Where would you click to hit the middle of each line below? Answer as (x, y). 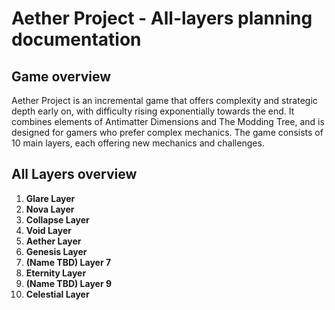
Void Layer (48, 230)
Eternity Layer (56, 273)
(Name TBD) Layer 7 (68, 262)
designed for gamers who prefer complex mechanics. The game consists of (167, 132)
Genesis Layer (56, 251)
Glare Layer (50, 198)
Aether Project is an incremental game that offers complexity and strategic (164, 100)
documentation (76, 39)
